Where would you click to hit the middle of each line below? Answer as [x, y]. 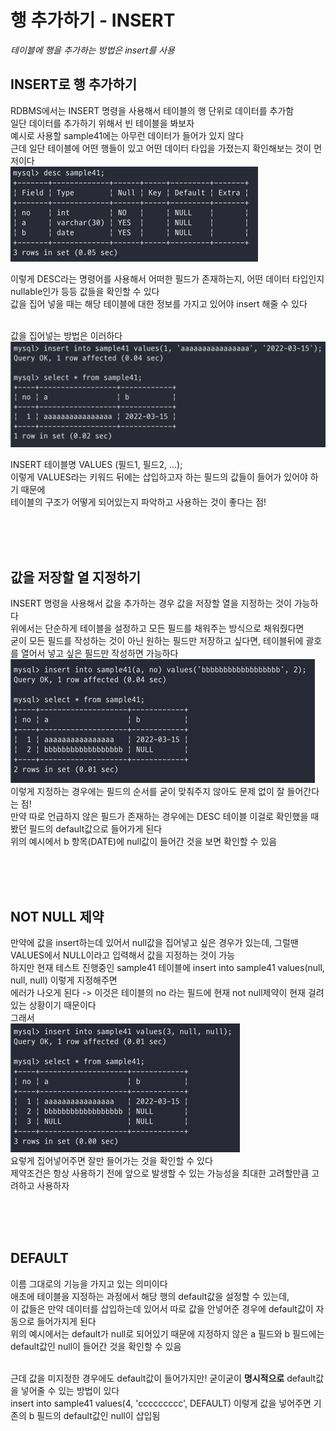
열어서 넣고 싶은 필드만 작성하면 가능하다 [99, 653]
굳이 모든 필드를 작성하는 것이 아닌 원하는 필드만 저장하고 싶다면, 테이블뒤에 [157, 641]
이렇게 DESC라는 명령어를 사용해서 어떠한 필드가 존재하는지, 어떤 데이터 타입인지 [167, 278]
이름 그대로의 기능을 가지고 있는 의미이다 [89, 1283]
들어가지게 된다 [66, 1321]
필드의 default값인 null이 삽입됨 [98, 1415]
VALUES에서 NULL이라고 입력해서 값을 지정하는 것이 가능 [123, 955]
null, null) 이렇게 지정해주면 [64, 980]
